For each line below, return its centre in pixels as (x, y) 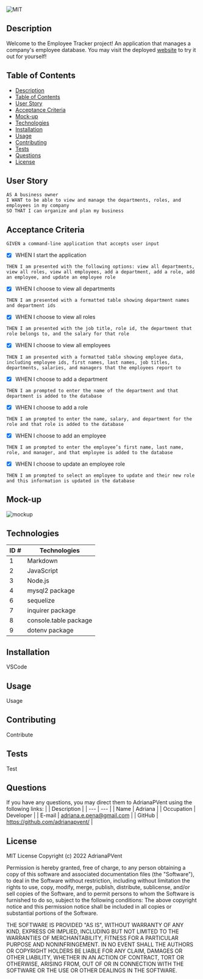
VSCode (17, 667)
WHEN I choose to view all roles (55, 317)
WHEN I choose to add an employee (61, 435)
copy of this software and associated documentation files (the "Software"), (101, 875)
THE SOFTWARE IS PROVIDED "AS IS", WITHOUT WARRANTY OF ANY (95, 925)
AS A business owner (33, 195)
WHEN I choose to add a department (61, 379)
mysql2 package (51, 591)
